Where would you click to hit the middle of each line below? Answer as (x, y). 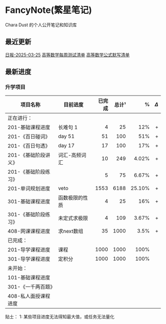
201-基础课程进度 (29, 128)
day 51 (66, 137)
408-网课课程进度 (29, 231)
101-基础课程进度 (29, 278)
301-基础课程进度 (29, 202)
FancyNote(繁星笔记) (49, 10)
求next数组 (71, 231)
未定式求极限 (73, 218)
